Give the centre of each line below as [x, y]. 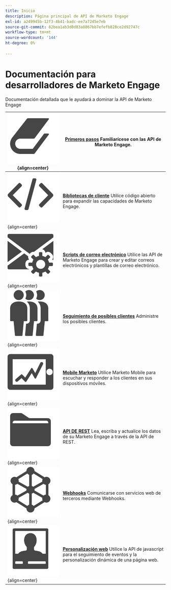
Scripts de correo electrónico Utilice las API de [113, 254]
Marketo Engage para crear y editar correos [109, 260]
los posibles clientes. [85, 322]
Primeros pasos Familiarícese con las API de [113, 139]
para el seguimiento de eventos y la [100, 554]
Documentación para [51, 74]
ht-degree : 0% [20, 43]
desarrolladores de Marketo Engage [83, 85]
